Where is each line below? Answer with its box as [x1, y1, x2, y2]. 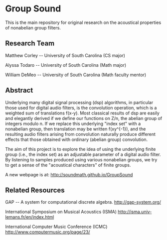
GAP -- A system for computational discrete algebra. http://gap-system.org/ [5, 199, 161, 205]
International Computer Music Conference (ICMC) [5, 224, 108, 230]
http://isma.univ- [118, 209, 152, 215]
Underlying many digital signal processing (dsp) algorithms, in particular [5, 99, 154, 105]
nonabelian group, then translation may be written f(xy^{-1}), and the [5, 125, 146, 132]
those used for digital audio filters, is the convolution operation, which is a [5, 105, 157, 111]
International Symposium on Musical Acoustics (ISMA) [5, 209, 117, 215]
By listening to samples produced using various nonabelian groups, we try [5, 156, 158, 162]
